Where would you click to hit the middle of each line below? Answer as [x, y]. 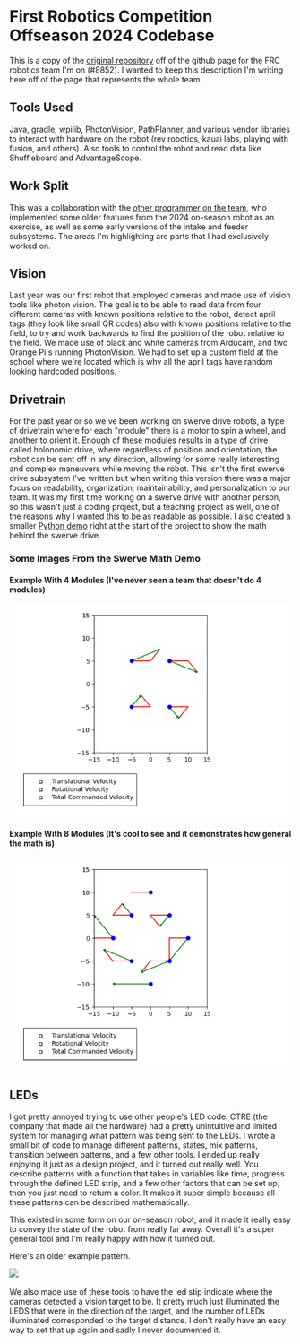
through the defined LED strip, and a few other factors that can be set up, [145, 1184]
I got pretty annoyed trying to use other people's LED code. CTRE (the [139, 1116]
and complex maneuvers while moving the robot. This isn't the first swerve [147, 469]
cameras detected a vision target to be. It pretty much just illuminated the [145, 1302]
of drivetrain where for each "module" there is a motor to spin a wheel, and [148, 431]
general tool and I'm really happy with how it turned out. [112, 1239]
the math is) [32, 843]
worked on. [30, 246]
